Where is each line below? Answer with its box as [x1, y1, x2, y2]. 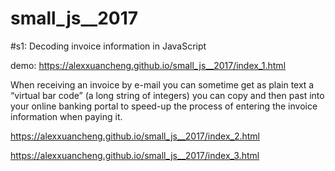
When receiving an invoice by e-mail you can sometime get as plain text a [10, 78, 315, 91]
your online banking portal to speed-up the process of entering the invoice [10, 100, 318, 112]
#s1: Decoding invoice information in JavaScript [10, 40, 207, 52]
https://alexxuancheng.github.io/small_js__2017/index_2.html [10, 130, 260, 142]
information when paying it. [10, 110, 123, 122]
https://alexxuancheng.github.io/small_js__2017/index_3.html [10, 149, 260, 161]
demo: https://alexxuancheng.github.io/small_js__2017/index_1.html [10, 59, 287, 71]
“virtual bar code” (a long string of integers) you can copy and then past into [10, 89, 325, 101]
